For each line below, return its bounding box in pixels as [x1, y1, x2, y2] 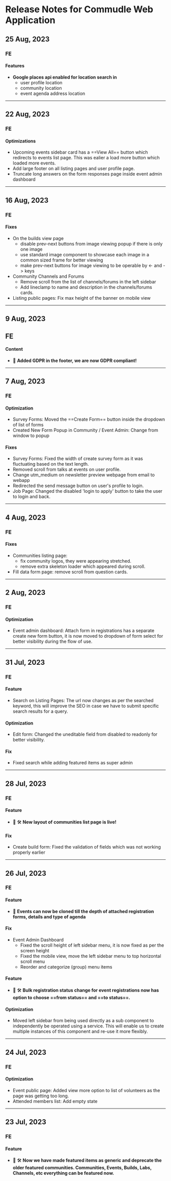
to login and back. [12, 494, 51, 500]
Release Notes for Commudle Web [5, 4, 154, 15]
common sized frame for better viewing [20, 257, 103, 263]
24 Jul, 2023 [5, 1048, 47, 1056]
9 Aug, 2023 [5, 315, 46, 323]
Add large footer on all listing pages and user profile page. [12, 165, 135, 172]
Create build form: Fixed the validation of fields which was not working [12, 844, 161, 850]
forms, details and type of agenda [12, 913, 86, 920]
